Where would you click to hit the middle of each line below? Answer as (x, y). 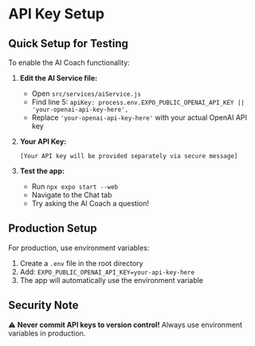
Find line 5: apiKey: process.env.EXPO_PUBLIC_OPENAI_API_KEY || (138, 102)
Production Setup (53, 229)
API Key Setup (57, 14)
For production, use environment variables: (79, 248)
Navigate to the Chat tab (72, 195)
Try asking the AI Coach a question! (90, 203)
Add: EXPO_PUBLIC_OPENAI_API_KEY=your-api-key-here (107, 272)
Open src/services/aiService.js (86, 93)
